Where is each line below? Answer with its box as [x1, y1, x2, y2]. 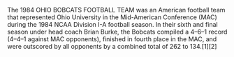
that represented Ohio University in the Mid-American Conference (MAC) [7, 13, 218, 21]
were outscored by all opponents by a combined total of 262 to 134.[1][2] [7, 43, 217, 50]
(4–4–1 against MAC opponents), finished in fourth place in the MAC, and [7, 35, 217, 43]
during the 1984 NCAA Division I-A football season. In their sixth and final [7, 21, 218, 28]
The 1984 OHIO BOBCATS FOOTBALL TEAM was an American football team [7, 6, 226, 14]
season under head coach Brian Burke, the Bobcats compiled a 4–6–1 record [7, 27, 228, 36]
